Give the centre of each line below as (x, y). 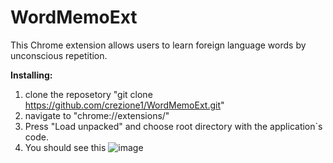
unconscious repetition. (59, 55)
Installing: (31, 75)
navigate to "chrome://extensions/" (97, 115)
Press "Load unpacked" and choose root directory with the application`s (173, 126)
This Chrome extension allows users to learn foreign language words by (158, 45)
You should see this (65, 147)
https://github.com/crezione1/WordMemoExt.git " (124, 105)
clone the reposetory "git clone (88, 94)
